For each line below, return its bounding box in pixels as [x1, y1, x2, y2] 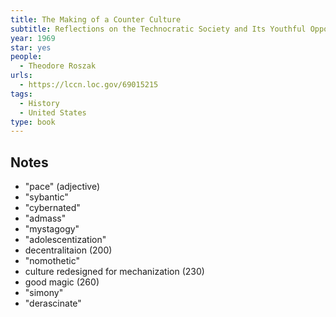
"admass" [24, 212, 67, 225]
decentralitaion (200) [24, 244, 113, 256]
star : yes [10, 42, 52, 53]
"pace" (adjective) [24, 181, 101, 193]
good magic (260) [24, 276, 100, 288]
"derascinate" [24, 297, 82, 310]
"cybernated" [24, 202, 81, 214]
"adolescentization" [24, 234, 107, 246]
